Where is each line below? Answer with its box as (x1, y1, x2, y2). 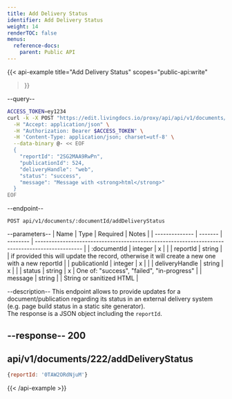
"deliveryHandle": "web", (19, 166, 95, 173)
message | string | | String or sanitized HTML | (7, 274, 139, 283)
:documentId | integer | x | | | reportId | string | (90, 245, 222, 253)
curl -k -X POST (7, 114, 54, 121)
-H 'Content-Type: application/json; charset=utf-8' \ (13, 134, 175, 141)
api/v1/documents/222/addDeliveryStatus (7, 353, 193, 364)
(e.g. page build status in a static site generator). (7, 302, 146, 310)
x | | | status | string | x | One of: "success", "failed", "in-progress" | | (7, 267, 202, 275)
